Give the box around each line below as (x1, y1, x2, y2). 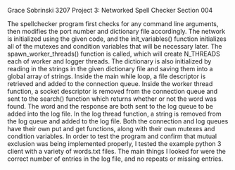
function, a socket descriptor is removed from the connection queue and (7, 87, 218, 95)
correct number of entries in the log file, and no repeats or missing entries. (7, 154, 224, 163)
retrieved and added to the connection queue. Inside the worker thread (7, 80, 213, 87)
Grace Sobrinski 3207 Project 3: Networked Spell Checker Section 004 (7, 6, 213, 14)
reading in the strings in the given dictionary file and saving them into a (7, 65, 213, 73)
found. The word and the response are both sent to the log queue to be (7, 102, 213, 110)
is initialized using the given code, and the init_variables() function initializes (7, 35, 227, 43)
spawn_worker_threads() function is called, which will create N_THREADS (7, 49, 220, 58)
